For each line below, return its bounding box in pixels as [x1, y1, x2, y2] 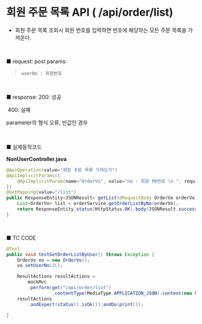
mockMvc [28, 279, 47, 286]
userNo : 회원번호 [20, 70, 62, 76]
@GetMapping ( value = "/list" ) [6, 189, 77, 195]
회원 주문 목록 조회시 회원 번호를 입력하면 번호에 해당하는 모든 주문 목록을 [14, 26, 187, 34]
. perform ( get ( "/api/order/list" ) [28, 285, 112, 291]
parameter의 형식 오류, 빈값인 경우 [6, 118, 88, 126]
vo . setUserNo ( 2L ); [17, 263, 63, 269]
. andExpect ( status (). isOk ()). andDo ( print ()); [28, 301, 144, 307]
